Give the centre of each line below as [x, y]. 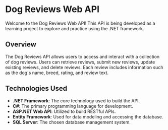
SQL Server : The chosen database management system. [72, 122]
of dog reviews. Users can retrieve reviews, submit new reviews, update [80, 62]
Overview [21, 45]
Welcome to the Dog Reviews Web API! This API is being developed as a [80, 23]
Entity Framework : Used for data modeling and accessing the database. [88, 116]
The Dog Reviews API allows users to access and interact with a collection [82, 56]
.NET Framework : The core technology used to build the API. [76, 101]
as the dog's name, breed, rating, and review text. [57, 73]
